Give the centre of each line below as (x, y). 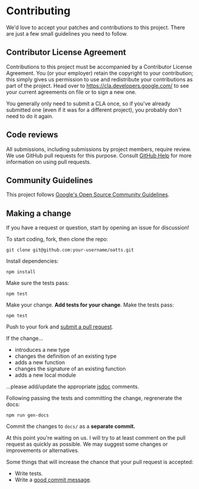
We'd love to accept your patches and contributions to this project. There (96, 27)
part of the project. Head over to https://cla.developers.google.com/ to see (98, 86)
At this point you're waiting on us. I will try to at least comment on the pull (96, 438)
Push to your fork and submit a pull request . (60, 327)
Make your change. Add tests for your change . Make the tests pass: (90, 305)
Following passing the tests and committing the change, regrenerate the (94, 398)
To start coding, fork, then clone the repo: (57, 239)
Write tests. (29, 474)
